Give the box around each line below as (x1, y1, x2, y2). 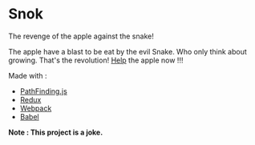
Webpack (19, 103, 52, 113)
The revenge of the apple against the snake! (8, 31, 154, 41)
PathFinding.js (19, 86, 68, 96)
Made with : (8, 70, 47, 80)
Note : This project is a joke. (8, 127, 103, 137)
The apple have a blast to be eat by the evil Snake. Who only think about (8, 46, 247, 56)
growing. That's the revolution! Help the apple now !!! (8, 55, 184, 65)
